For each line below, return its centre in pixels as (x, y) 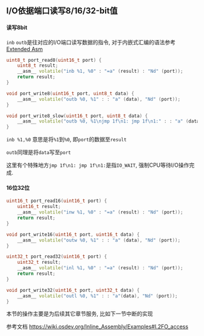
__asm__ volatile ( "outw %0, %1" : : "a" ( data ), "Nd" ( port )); (99, 240)
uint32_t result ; (39, 263)
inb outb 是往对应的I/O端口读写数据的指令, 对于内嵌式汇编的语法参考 (91, 42)
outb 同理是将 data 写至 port (39, 152)
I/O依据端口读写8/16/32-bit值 (62, 11)
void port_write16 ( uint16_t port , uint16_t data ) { (73, 234)
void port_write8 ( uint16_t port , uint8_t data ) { (70, 93)
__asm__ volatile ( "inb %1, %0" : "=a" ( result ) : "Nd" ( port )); (100, 72)
